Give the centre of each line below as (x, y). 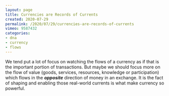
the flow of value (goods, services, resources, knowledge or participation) (82, 72)
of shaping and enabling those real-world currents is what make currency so (85, 83)
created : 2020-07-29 (27, 19)
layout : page (19, 10)
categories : (18, 33)
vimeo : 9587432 (21, 29)
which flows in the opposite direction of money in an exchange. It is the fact (84, 77)
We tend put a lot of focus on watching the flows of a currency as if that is (82, 61)
